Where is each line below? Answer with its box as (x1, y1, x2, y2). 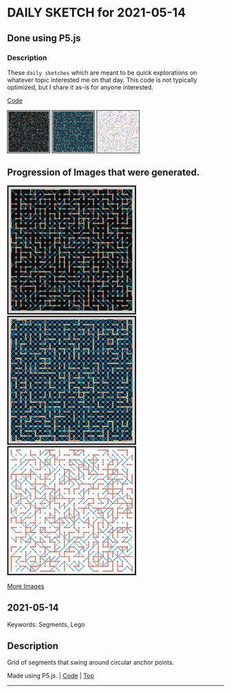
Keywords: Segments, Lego (7, 620, 85, 628)
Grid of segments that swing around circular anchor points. (7, 659, 175, 667)
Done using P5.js (7, 32, 81, 44)
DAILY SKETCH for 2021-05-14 (7, 5, 186, 21)
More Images (7, 582, 45, 590)
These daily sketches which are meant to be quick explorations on (7, 68, 197, 76)
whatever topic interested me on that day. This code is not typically (7, 76, 197, 84)
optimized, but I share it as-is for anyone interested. (7, 83, 153, 91)
